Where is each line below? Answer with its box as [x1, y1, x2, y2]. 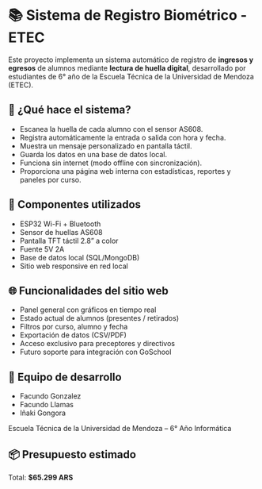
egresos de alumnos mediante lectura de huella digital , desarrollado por [8, 63, 247, 72]
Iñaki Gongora [19, 408, 66, 418]
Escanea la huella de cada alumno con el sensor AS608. [19, 124, 203, 133]
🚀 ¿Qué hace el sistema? [8, 103, 131, 117]
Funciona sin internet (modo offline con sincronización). [19, 158, 203, 167]
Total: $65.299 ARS [8, 473, 74, 482]
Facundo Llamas [19, 400, 74, 410]
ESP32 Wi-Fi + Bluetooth [19, 219, 101, 229]
